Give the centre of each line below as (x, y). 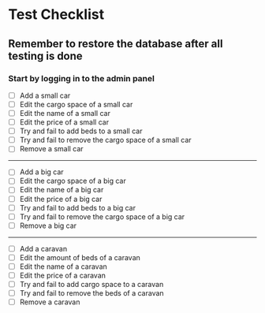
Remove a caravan (50, 302)
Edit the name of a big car (62, 190)
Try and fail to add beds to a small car (81, 131)
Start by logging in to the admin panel (82, 78)
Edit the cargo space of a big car (73, 181)
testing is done (45, 56)
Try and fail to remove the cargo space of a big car (102, 216)
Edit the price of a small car (64, 122)
